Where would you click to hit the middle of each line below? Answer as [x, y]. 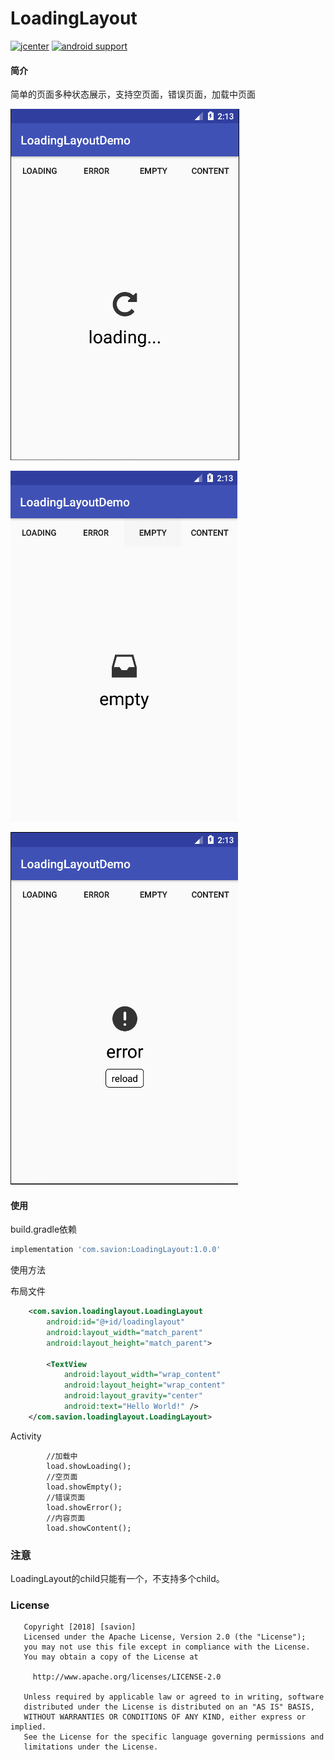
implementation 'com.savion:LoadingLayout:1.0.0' [116, 1250]
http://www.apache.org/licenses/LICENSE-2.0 [127, 1677]
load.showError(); [84, 1507]
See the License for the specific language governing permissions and [174, 1737]
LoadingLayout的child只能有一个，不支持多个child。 [117, 1579]
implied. [28, 1727]
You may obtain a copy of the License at [111, 1657]
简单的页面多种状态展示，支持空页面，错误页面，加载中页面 [133, 94]
